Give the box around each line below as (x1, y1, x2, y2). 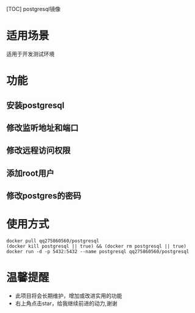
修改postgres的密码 (6, 191, 81, 201)
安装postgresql (6, 100, 65, 110)
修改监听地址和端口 (6, 123, 79, 133)
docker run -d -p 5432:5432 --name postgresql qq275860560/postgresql (6, 249, 190, 255)
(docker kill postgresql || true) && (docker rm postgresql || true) (6, 243, 187, 250)
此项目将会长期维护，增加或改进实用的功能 (15, 292, 122, 299)
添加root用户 (6, 168, 55, 178)
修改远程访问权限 (6, 145, 71, 156)
